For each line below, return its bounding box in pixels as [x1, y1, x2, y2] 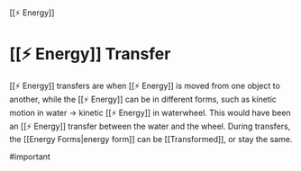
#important [9, 151, 51, 162]
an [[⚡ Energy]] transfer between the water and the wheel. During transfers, [9, 121, 291, 131]
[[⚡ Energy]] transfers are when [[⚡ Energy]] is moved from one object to [9, 80, 281, 91]
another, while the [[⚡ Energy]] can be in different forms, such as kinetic [9, 94, 278, 104]
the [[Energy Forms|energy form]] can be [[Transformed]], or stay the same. [9, 133, 293, 144]
